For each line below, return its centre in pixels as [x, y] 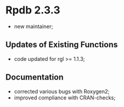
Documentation [35, 77]
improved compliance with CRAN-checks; [65, 98]
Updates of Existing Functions [62, 45]
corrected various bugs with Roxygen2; [62, 91]
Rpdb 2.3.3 [33, 10]
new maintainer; [33, 26]
